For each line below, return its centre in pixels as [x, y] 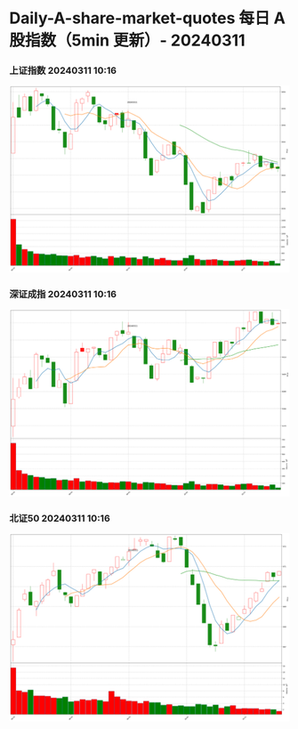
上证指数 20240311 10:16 [63, 70]
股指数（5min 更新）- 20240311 [128, 40]
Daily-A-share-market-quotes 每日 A [148, 18]
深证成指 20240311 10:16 [63, 295]
